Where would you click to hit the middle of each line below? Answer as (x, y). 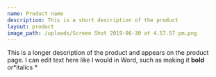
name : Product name (35, 14)
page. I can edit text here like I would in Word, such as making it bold (106, 60)
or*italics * (23, 67)
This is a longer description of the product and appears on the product (108, 53)
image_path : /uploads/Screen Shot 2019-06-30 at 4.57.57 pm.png (102, 33)
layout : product (31, 26)
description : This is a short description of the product (93, 20)
